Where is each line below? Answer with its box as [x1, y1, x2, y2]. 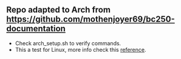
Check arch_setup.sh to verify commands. [15, 39, 121, 47]
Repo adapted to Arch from [6, 5, 111, 15]
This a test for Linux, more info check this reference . [15, 46, 146, 53]
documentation [6, 23, 66, 34]
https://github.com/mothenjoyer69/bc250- [6, 14, 175, 25]
